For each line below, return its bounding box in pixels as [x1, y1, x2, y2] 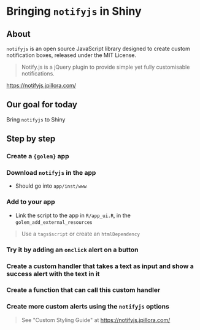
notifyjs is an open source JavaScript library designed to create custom [6, 45, 190, 52]
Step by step [6, 134, 56, 144]
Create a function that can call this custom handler [6, 286, 161, 294]
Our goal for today [6, 99, 78, 110]
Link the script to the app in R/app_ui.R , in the [15, 212, 131, 219]
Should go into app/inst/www [15, 182, 87, 190]
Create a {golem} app [6, 152, 69, 161]
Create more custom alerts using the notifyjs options [6, 302, 170, 311]
